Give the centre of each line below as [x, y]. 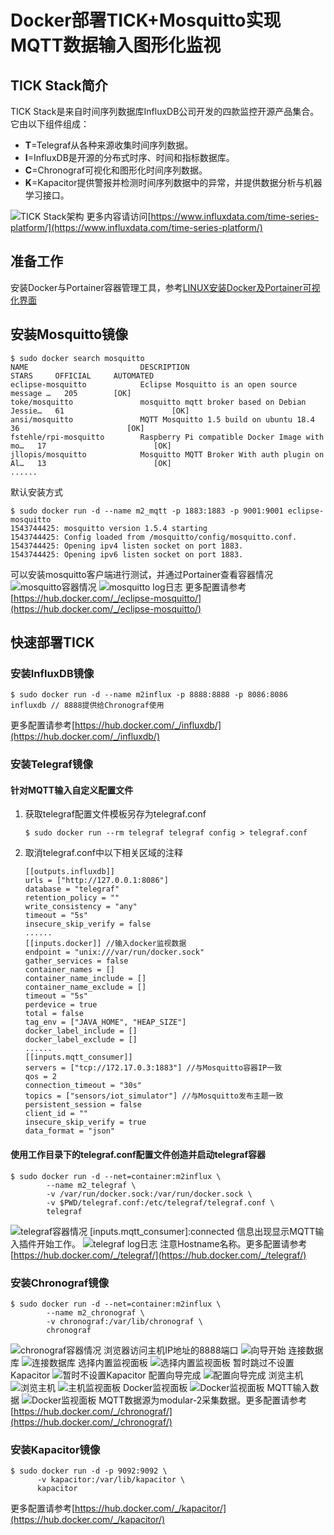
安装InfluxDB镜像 [52, 673]
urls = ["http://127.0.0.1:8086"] [96, 881]
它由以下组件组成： [50, 124]
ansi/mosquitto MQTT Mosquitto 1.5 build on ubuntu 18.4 [162, 419]
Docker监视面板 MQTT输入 [216, 1387]
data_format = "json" [69, 1131]
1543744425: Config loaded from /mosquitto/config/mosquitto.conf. [154, 537]
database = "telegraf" [72, 889]
